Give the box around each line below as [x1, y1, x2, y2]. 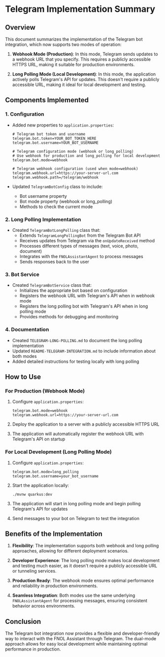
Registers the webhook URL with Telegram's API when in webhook [19, 293, 155, 299]
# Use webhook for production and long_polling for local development [12, 153, 161, 158]
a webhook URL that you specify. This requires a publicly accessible [12, 56, 151, 62]
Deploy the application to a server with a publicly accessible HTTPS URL [12, 421, 160, 427]
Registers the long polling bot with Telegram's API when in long [19, 303, 148, 309]
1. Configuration [5, 111, 44, 118]
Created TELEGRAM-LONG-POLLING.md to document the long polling [12, 337, 142, 343]
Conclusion [5, 617, 41, 626]
